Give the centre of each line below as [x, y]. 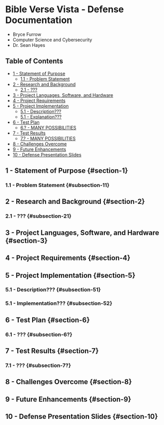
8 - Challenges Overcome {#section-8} [69, 382]
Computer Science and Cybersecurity [52, 40]
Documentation [39, 20]
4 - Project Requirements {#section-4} [68, 258]
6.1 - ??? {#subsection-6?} [39, 334]
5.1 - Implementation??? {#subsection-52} [59, 303]
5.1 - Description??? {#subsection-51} [53, 290]
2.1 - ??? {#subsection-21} [38, 216]
